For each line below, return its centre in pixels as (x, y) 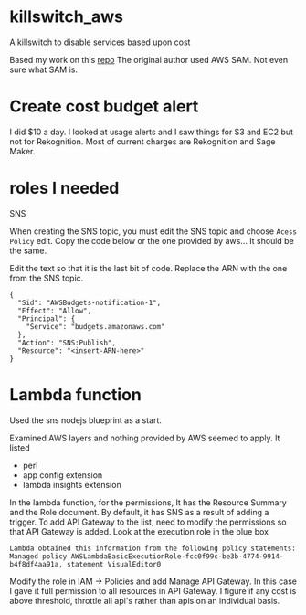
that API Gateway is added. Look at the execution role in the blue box (139, 531)
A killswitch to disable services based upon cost (100, 42)
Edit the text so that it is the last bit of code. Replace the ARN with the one (148, 268)
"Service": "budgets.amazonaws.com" (96, 326)
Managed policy (38, 556)
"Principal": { (47, 318)
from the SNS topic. (47, 278)
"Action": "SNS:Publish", (67, 343)
